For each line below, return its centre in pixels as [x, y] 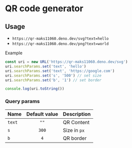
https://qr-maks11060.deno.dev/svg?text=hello [60, 39]
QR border [75, 138]
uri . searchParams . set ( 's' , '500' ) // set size [53, 75]
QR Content [76, 122]
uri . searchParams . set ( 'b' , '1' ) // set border [53, 80]
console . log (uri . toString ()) [35, 89]
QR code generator [44, 9]
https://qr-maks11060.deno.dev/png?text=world [60, 44]
